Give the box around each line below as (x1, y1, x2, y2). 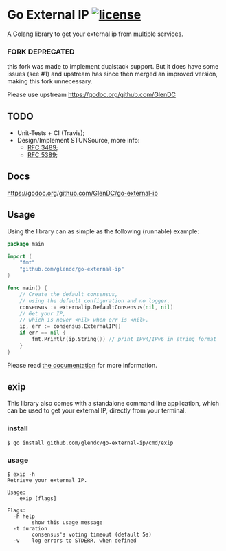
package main (7, 240, 45, 247)
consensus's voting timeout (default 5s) (32, 531, 152, 539)
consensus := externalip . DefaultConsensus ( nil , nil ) (19, 304, 174, 311)
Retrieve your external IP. (7, 477, 88, 484)
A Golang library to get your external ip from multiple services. (7, 30, 183, 38)
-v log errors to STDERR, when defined (13, 537, 137, 544)
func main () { (7, 284, 48, 292)
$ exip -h (7, 471, 36, 478)
